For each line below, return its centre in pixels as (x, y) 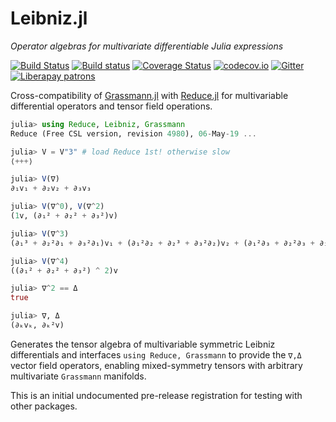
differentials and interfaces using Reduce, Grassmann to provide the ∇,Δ (156, 354)
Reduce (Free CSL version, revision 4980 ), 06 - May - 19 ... (133, 133)
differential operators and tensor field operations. (111, 106)
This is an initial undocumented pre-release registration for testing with (156, 395)
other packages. (44, 406)
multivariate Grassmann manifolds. (78, 376)
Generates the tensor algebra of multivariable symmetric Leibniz (143, 344)
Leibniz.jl (49, 18)
